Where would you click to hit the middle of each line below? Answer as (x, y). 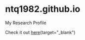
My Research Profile (26, 23)
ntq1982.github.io (43, 9)
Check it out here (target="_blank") (40, 32)
